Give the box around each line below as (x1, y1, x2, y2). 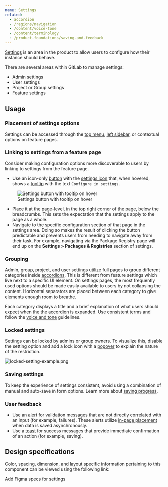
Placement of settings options (5, 120, 80, 127)
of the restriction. (5, 349, 41, 355)
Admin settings (12, 74, 44, 80)
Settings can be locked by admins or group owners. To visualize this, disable (5, 338, 163, 344)
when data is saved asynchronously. (12, 423, 87, 429)
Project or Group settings (12, 84, 64, 90)
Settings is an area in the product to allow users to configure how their (5, 49, 150, 55)
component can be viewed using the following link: (5, 466, 110, 472)
